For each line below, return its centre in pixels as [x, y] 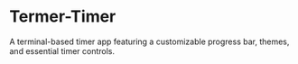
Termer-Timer [63, 17]
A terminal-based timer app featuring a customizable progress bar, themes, [149, 41]
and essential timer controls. [62, 50]
